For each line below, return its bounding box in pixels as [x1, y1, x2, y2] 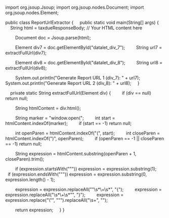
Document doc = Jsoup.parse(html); [15, 35, 91, 40]
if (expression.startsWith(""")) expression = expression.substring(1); [15, 166, 157, 171]
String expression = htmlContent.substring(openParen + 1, [15, 151, 137, 156]
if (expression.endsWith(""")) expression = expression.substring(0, [7, 171, 147, 177]
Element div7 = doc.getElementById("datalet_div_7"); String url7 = [15, 45, 162, 50]
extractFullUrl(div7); [5, 50, 47, 56]
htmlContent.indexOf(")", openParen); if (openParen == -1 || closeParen [5, 136, 164, 141]
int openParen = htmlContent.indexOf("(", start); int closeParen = [15, 130, 160, 136]
